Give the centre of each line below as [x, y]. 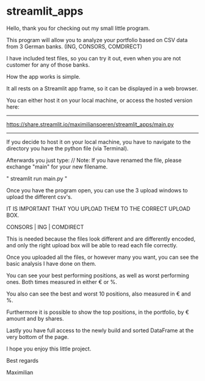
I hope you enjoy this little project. [49, 349]
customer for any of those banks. [48, 65]
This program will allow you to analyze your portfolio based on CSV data [97, 40]
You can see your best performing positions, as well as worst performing [98, 275]
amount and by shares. [35, 318]
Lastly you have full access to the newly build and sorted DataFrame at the [100, 330]
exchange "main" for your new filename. [57, 167]
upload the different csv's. [39, 197]
